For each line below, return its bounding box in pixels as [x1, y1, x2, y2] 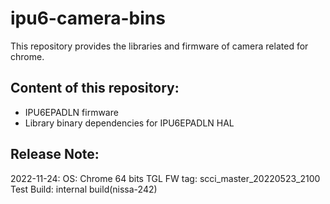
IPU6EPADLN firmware [24, 106, 119, 118]
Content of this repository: [10, 80, 180, 97]
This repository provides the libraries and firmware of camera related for [10, 40, 309, 52]
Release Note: [10, 146, 100, 163]
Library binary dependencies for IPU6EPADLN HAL [24, 117, 235, 129]
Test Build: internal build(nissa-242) [10, 183, 158, 195]
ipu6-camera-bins [10, 7, 166, 30]
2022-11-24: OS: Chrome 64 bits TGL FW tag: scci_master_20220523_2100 [10, 172, 321, 184]
